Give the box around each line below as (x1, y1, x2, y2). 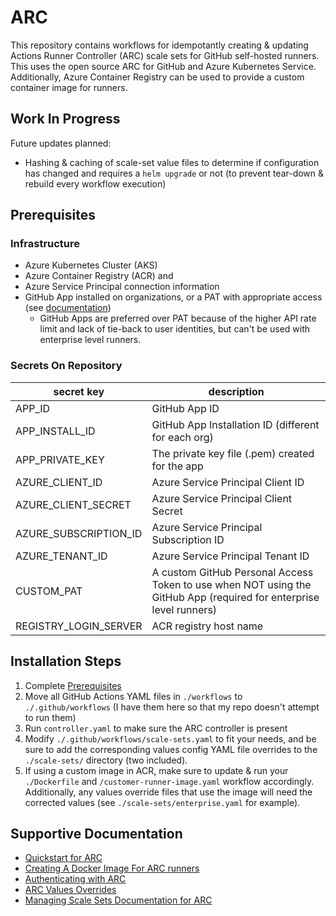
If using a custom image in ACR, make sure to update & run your (24, 764, 289, 776)
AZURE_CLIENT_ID (15, 475, 103, 489)
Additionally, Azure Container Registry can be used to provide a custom (10, 71, 305, 83)
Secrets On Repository (10, 359, 123, 373)
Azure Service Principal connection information (24, 281, 220, 293)
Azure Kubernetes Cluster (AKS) (24, 259, 158, 271)
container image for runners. (10, 81, 128, 93)
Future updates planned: (10, 137, 112, 149)
